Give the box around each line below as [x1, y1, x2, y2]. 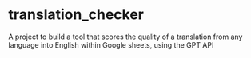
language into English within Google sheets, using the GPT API [8, 40, 214, 49]
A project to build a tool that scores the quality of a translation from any [8, 32, 243, 41]
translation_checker [8, 6, 145, 24]
